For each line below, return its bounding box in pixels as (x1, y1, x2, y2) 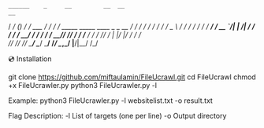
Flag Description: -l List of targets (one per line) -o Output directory (8, 112, 227, 120)
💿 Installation (8, 54, 52, 64)
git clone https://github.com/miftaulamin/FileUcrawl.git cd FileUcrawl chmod (8, 72, 256, 82)
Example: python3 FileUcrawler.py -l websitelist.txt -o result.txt (8, 96, 213, 105)
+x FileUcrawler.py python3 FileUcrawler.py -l (8, 81, 158, 90)
